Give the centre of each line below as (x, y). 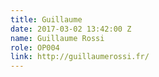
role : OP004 (35, 47)
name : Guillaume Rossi (57, 38)
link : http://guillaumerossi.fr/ (80, 57)
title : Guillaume (46, 19)
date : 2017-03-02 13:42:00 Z (71, 29)
